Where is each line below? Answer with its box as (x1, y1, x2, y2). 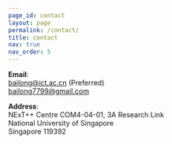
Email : (8, 70, 29, 79)
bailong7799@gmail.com (8, 87, 89, 95)
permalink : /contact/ (8, 26, 80, 34)
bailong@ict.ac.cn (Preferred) (8, 78, 105, 87)
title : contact (8, 33, 58, 42)
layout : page (8, 19, 51, 27)
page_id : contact (8, 11, 65, 20)
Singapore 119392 (8, 127, 67, 136)
